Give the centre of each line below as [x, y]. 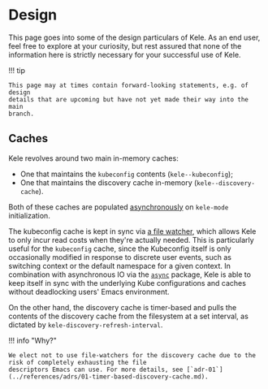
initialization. [29, 215]
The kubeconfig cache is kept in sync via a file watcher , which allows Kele [132, 231]
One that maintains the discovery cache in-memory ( [108, 182]
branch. [22, 114]
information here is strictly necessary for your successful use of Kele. [125, 54]
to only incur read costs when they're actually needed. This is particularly [131, 240]
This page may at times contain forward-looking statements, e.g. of [129, 85]
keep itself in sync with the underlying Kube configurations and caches [127, 283]
